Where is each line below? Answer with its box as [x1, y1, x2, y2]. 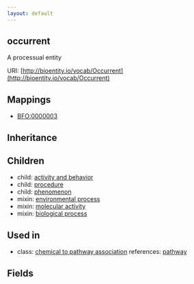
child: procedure [16, 181, 64, 189]
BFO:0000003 [16, 112, 58, 120]
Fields [7, 268, 34, 279]
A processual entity [7, 53, 62, 62]
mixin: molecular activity [16, 203, 86, 211]
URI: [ [7, 66, 23, 75]
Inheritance [7, 131, 57, 144]
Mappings [7, 94, 51, 105]
